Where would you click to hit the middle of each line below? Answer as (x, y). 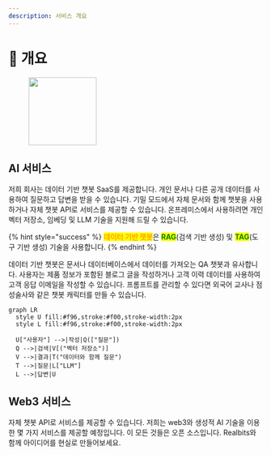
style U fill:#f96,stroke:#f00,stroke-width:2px (99, 317)
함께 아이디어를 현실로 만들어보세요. (65, 443)
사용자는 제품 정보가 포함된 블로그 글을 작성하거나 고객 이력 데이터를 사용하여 (140, 275)
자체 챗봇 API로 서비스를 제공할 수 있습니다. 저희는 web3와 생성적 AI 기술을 (127, 423)
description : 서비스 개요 (48, 16)
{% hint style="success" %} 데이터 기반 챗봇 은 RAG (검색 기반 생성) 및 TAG (129, 237)
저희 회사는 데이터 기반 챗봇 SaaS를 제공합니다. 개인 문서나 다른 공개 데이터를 (130, 189)
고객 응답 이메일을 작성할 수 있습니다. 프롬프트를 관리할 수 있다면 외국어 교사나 (131, 285)
